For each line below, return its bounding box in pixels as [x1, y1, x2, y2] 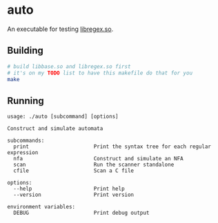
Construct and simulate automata [7, 125, 103, 132]
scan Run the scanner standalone [13, 161, 175, 169]
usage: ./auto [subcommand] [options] [7, 113, 119, 120]
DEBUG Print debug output [13, 209, 150, 217]
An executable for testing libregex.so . [7, 25, 114, 33]
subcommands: [7, 137, 45, 145]
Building [7, 45, 43, 56]
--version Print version [13, 191, 135, 198]
